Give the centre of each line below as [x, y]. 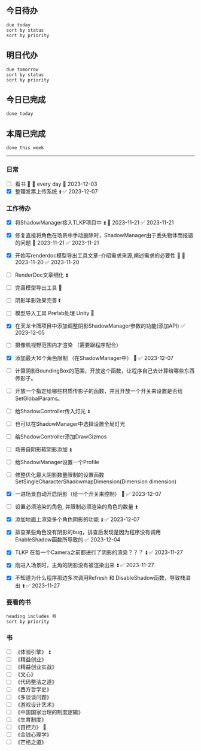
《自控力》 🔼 [31, 727]
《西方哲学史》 [33, 689]
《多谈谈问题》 [33, 697]
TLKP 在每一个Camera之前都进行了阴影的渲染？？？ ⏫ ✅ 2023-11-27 [99, 552]
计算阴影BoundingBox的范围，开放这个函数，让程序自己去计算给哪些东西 [105, 371]
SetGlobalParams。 [39, 398]
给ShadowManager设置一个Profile [57, 462]
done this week [25, 148]
